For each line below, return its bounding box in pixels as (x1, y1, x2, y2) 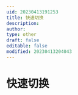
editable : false (6, 43, 48, 49)
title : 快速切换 (6, 15, 44, 21)
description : (6, 20, 40, 26)
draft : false (6, 37, 40, 43)
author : (6, 26, 26, 32)
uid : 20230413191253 (6, 9, 59, 15)
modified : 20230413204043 (6, 49, 72, 55)
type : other (6, 32, 37, 38)
